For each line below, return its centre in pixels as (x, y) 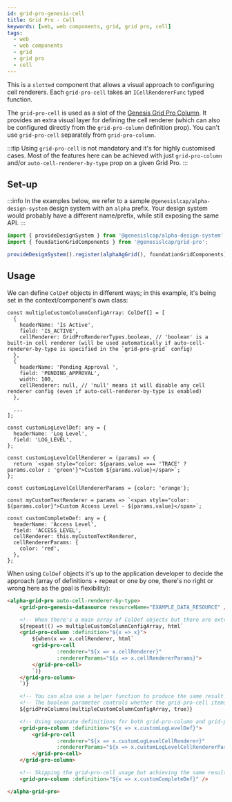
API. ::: (17, 223)
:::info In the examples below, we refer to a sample (79, 201)
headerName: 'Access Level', (55, 524)
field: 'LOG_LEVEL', (43, 439)
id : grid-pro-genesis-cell (46, 13)
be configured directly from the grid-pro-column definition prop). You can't (113, 127)
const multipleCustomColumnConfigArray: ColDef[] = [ (86, 313)
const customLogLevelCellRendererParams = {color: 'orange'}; (98, 488)
